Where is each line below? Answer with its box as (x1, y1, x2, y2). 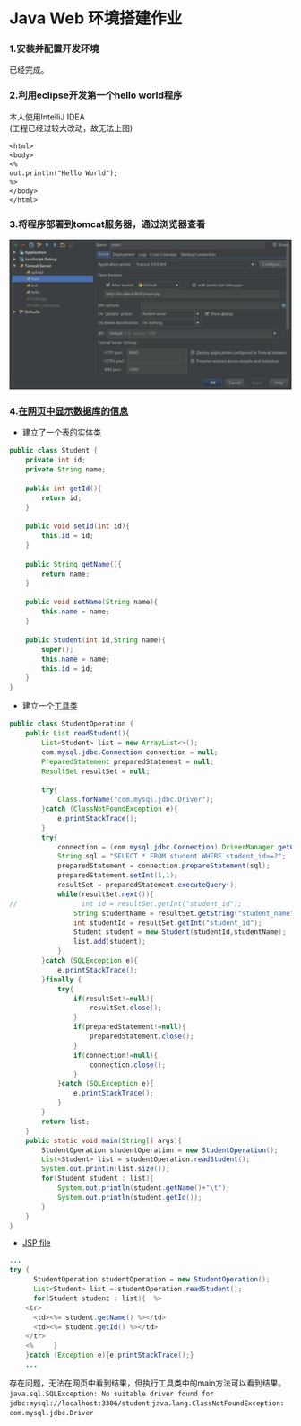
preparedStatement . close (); (89, 1032, 194, 1042)
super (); (41, 645, 74, 654)
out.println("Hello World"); (9, 168, 118, 178)
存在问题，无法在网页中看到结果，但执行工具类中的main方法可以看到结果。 (9, 1378, 287, 1388)
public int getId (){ (25, 484, 102, 493)
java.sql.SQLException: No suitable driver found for (9, 1389, 215, 1398)
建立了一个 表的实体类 (21, 427, 101, 438)
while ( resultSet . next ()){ (56, 890, 154, 899)
